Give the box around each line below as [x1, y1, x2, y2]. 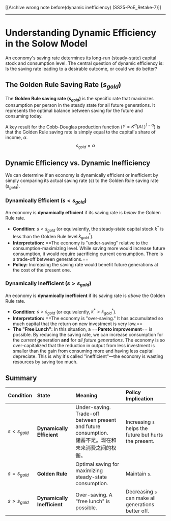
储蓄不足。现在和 [75, 437, 117, 444]
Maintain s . [125, 470, 152, 478]
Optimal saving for [75, 461, 120, 468]
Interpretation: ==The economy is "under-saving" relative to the [12, 240, 148, 246]
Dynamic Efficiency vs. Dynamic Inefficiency [5, 158, 151, 167]
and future [75, 423, 101, 430]
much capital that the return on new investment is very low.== [12, 321, 143, 327]
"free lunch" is [75, 498, 110, 505]
